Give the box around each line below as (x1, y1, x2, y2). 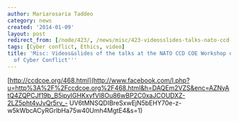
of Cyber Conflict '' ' (13, 57, 78, 64)
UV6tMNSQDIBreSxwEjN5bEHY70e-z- (69, 99, 182, 107)
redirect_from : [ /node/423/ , (7, 37, 93, 44)
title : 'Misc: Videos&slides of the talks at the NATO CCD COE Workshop (7, 50, 227, 57)
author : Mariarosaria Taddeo (7, 10, 93, 18)
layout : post (7, 30, 46, 38)
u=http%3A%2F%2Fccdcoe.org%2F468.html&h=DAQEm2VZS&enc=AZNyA (7, 83, 229, 92)
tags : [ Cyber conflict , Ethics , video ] (7, 43, 125, 50)
